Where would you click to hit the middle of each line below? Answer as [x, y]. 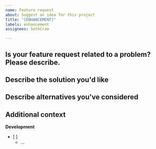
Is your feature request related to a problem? [78, 54]
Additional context [35, 114]
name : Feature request [30, 10]
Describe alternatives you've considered [72, 97]
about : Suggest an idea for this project [50, 15]
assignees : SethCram [27, 29]
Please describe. [33, 62]
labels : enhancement [27, 24]
